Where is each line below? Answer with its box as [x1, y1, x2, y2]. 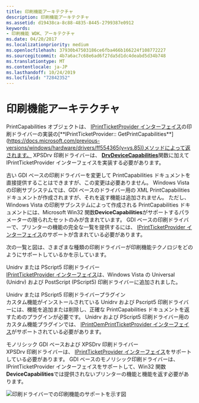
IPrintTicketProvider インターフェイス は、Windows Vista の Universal [6, 271, 175, 278]
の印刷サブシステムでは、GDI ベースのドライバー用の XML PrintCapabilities [6, 186, 190, 193]
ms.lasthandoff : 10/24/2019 [6, 69, 76, 75]
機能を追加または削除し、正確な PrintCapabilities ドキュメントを [26, 306, 185, 313]
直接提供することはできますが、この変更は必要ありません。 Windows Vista [6, 179, 190, 186]
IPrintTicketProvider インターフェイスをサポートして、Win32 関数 [6, 363, 166, 370]
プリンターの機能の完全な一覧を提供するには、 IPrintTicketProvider [21, 224, 186, 231]
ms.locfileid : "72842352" [6, 75, 70, 81]
